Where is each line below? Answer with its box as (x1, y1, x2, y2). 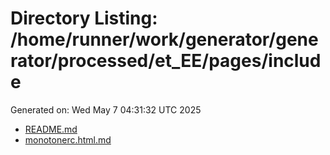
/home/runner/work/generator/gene (10, 28, 319, 51)
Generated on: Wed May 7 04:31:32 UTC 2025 (10, 103, 202, 116)
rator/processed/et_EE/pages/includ (10, 50, 322, 72)
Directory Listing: (10, 7, 158, 30)
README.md (24, 123, 78, 135)
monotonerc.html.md (24, 133, 112, 146)
